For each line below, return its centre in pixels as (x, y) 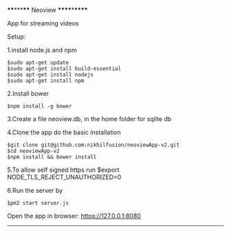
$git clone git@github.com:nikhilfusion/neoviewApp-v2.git (93, 145)
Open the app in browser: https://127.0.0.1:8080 (74, 216)
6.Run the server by (35, 190)
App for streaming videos (43, 23)
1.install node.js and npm (42, 50)
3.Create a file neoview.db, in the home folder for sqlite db (89, 119)
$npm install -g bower (40, 106)
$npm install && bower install (52, 157)
